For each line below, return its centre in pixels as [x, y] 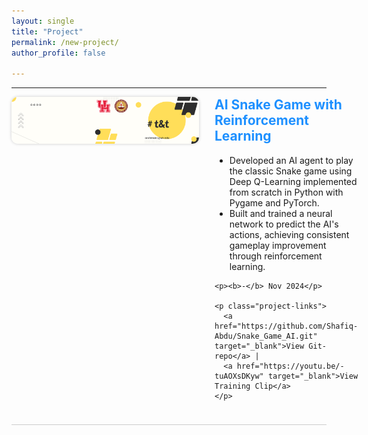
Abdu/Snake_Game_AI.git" [266, 336]
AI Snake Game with [278, 105]
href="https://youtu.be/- [290, 366]
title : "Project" [47, 31]
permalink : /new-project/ [65, 42]
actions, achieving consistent [289, 234]
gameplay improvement [278, 245]
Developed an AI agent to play [291, 160]
